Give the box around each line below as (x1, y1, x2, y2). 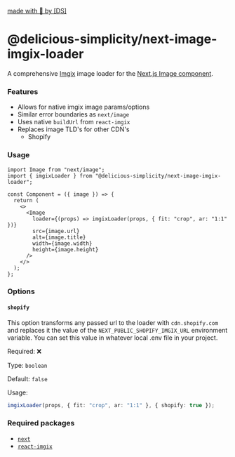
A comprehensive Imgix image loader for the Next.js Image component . (7, 69, 214, 77)
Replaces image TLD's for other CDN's (17, 125, 130, 133)
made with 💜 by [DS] (7, 7, 67, 15)
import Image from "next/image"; (7, 166, 105, 173)
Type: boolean (7, 361, 48, 369)
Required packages (7, 418, 75, 428)
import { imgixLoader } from (7, 172, 93, 179)
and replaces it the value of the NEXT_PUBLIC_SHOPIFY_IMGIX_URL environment (7, 326, 228, 334)
